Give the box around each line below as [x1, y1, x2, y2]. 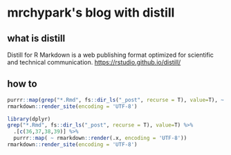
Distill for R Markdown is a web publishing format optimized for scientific [7, 51, 214, 59]
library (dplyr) [7, 116, 51, 122]
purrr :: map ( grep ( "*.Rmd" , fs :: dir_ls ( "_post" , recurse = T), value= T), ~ [7, 96, 225, 103]
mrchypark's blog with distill [7, 5, 175, 21]
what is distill [7, 33, 66, 44]
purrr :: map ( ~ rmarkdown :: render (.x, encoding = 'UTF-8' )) [13, 135, 187, 142]
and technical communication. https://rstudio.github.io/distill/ [7, 58, 181, 66]
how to [7, 78, 37, 90]
